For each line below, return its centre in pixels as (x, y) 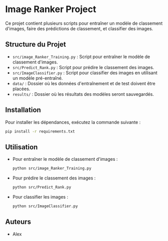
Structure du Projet (36, 45)
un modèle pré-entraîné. (38, 78)
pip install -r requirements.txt (40, 131)
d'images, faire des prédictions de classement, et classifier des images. (79, 28)
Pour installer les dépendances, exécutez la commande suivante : (73, 122)
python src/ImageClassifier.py (45, 206)
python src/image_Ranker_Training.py (52, 168)
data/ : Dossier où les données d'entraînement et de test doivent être (84, 83)
